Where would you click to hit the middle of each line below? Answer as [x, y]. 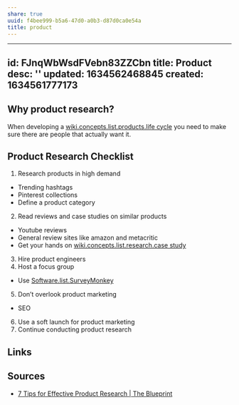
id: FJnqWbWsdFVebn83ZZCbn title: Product [110, 62]
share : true [25, 14]
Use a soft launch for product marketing [76, 322]
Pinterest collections [48, 195]
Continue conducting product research [75, 329]
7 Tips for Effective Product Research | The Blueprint [95, 394]
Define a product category [57, 202]
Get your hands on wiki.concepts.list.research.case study [102, 245]
